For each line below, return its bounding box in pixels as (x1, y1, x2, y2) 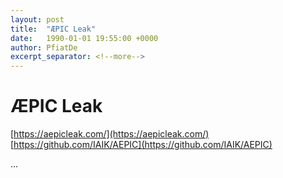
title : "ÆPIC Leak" (10, 24, 97, 34)
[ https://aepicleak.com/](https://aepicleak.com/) (10, 128, 210, 140)
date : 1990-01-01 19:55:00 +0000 (10, 33, 159, 43)
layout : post (10, 14, 65, 25)
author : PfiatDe (10, 42, 78, 53)
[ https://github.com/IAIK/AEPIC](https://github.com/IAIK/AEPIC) (10, 139, 273, 151)
